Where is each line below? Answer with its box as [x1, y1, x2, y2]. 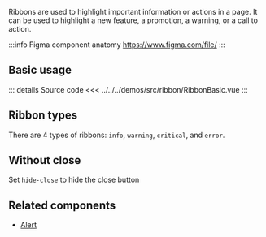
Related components [8, 198, 116, 212]
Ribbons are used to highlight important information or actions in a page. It [8, 7, 258, 16]
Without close [8, 153, 81, 167]
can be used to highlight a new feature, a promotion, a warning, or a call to [8, 15, 259, 25]
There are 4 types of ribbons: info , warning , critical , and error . [8, 130, 225, 140]
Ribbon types [8, 109, 78, 123]
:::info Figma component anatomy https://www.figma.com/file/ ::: [8, 40, 225, 50]
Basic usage [8, 63, 72, 77]
